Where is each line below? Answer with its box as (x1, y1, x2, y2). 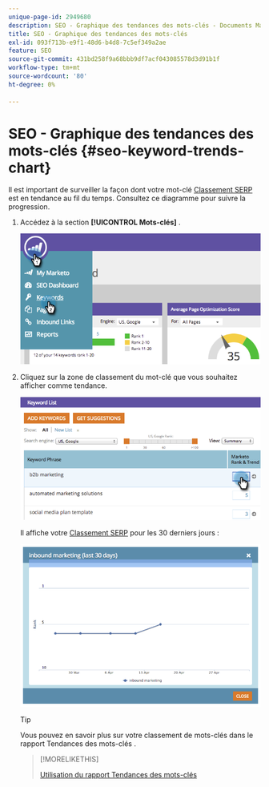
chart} (8, 159, 52, 176)
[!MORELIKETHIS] (39, 754, 99, 764)
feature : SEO (8, 46, 52, 55)
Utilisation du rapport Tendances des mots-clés (39, 769, 198, 779)
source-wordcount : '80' (8, 72, 88, 80)
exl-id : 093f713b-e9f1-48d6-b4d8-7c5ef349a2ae (8, 38, 167, 46)
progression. (8, 202, 50, 212)
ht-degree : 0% (8, 80, 56, 88)
